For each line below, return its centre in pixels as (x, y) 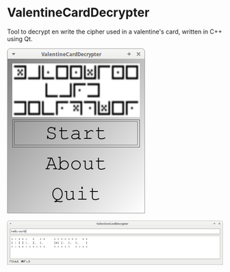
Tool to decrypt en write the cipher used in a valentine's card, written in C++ (115, 32)
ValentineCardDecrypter (78, 13)
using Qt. (20, 38)
